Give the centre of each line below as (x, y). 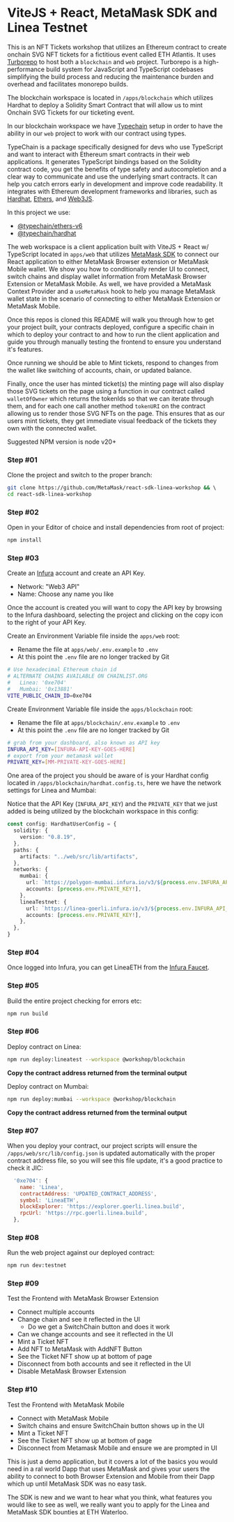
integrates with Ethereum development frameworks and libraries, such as (112, 191)
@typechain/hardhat (47, 233)
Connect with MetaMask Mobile (63, 1418)
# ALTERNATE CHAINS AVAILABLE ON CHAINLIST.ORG (78, 676)
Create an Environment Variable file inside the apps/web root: (94, 636)
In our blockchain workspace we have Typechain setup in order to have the (115, 126)
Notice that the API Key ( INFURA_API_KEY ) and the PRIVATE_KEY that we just (112, 804)
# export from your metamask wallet (60, 756)
